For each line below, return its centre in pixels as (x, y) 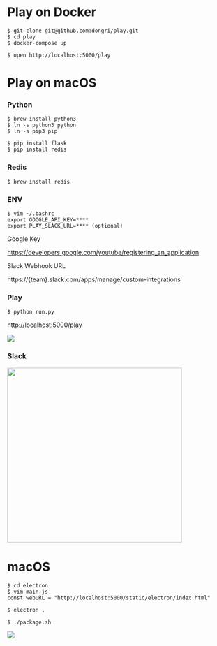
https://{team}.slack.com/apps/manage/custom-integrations (94, 279)
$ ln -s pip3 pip (32, 131)
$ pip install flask (37, 144)
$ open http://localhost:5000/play (59, 55)
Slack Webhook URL (37, 266)
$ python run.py (31, 312)
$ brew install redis (39, 182)
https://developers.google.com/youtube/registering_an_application (103, 253)
